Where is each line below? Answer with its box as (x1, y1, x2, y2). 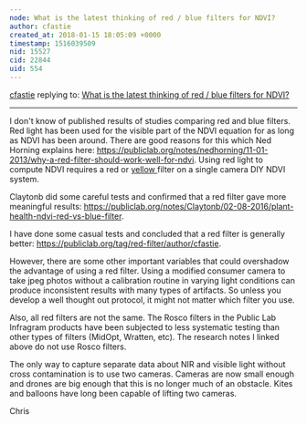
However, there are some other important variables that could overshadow (9, 255, 290, 266)
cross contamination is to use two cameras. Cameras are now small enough (9, 368, 295, 379)
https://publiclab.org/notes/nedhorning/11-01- (96, 144, 269, 155)
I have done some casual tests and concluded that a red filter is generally (9, 228, 286, 239)
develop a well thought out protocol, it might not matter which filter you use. (9, 294, 295, 305)
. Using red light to (193, 154, 263, 165)
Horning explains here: (9, 144, 95, 155)
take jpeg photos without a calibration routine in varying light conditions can (9, 274, 295, 285)
